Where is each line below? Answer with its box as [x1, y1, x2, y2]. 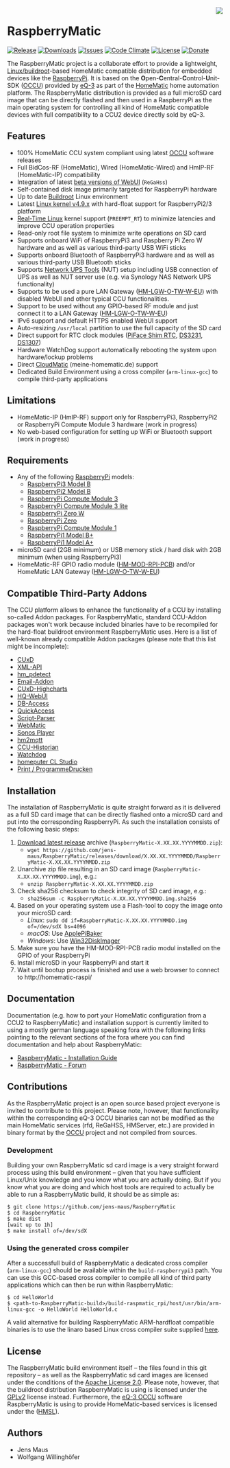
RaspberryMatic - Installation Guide [16, 1053, 118, 1062]
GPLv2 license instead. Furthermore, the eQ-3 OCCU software [7, 1393, 183, 1401]
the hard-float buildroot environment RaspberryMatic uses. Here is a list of [7, 628, 218, 636]
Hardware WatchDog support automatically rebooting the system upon [16, 345, 217, 354]
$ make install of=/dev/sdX [7, 1227, 88, 1235]
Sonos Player [16, 729, 55, 737]
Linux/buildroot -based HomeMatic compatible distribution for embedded [7, 67, 212, 75]
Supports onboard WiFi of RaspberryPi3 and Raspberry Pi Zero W [16, 236, 203, 244]
